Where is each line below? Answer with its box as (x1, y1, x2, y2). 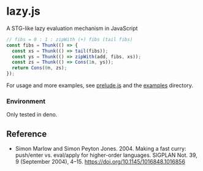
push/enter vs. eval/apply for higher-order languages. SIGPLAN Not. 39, (15, 151, 197, 159)
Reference (6, 129, 47, 139)
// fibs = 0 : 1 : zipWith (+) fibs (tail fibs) (6, 36, 133, 42)
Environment (6, 97, 46, 105)
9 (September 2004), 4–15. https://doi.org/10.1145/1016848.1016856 (15, 158, 186, 165)
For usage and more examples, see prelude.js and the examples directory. (6, 82, 194, 89)
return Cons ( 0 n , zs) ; (12, 65, 67, 71)
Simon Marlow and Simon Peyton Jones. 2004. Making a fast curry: (15, 145, 186, 153)
